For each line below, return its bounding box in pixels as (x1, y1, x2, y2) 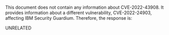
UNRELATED (5, 25, 32, 31)
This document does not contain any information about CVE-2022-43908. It (5, 5, 164, 10)
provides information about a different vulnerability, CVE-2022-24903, (5, 10, 152, 16)
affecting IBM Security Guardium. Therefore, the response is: (5, 15, 133, 21)
